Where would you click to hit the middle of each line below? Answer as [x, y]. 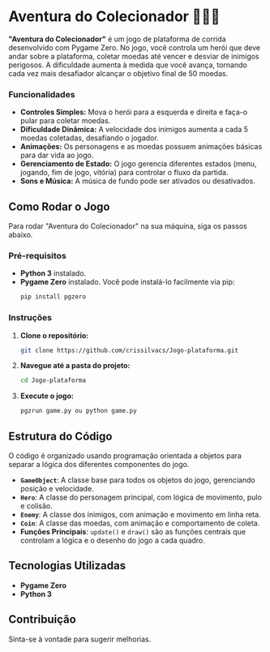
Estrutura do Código [60, 436]
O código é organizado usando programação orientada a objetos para [125, 455]
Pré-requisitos [37, 255]
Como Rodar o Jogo [59, 206]
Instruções [30, 318]
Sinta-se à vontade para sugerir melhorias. [80, 639]
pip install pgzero [53, 297]
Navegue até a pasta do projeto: [75, 366]
